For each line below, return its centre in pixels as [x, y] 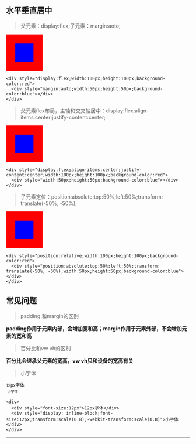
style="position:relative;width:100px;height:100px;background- [99, 256]
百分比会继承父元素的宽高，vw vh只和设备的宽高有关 [70, 361]
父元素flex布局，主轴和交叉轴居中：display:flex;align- [84, 111]
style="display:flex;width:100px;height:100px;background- [92, 78]
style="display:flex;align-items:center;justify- [80, 170]
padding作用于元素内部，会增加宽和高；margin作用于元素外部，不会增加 [94, 328]
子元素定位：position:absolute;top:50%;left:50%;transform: [92, 197]
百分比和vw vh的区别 [45, 348]
